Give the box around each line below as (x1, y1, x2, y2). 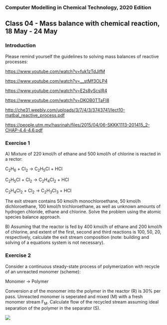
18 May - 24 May (5, 27, 58, 36)
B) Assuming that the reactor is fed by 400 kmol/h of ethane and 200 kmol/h (5, 223, 163, 230)
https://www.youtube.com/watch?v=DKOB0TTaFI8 (5, 97, 110, 103)
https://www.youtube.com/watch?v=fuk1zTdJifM (5, 68, 106, 74)
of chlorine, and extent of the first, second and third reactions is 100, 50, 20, (5, 229, 162, 235)
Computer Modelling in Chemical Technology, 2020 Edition (5, 4, 152, 11)
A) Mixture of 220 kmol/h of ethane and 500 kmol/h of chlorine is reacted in (5, 151, 161, 157)
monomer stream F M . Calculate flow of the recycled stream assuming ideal (5, 299, 159, 306)
